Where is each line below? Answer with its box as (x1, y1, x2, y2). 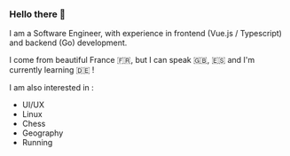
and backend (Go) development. (9, 37, 128, 48)
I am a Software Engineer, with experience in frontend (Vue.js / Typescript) (9, 28, 282, 39)
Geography (21, 128, 64, 138)
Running (21, 137, 53, 148)
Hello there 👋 (9, 8, 67, 20)
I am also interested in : (9, 82, 95, 93)
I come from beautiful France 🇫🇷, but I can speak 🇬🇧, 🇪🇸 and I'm (9, 55, 255, 66)
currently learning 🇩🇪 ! (9, 65, 95, 75)
